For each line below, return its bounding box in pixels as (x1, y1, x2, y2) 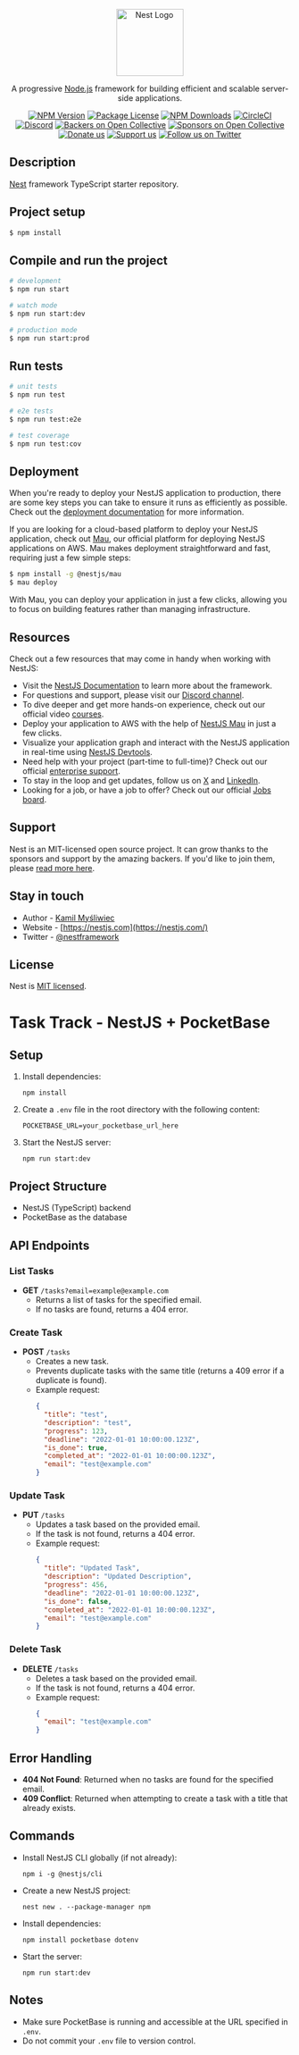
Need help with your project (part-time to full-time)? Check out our (21, 756, 268, 767)
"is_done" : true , (43, 1443, 109, 1452)
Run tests (9, 358, 63, 373)
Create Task (9, 1326, 63, 1338)
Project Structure (9, 1178, 107, 1194)
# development (9, 277, 62, 286)
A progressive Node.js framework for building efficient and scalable (11, 83, 261, 94)
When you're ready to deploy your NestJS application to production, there (9, 488, 281, 499)
